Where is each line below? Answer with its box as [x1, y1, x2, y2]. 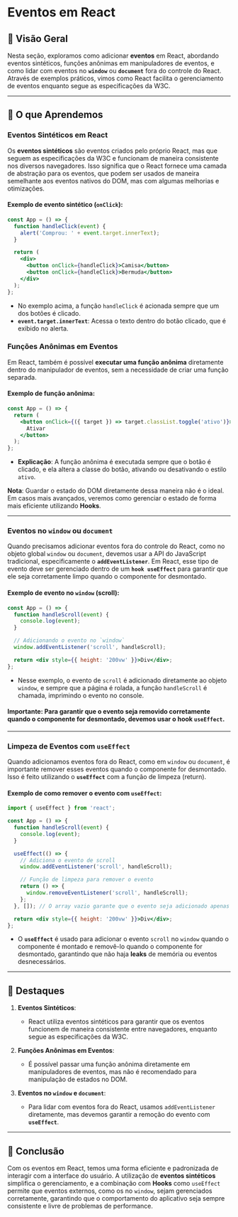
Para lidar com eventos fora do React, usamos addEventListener [28, 1103, 216, 1111]
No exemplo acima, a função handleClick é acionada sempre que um [17, 301, 220, 310]
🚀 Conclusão [7, 1145, 65, 1157]
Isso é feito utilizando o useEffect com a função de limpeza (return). [7, 773, 207, 781]
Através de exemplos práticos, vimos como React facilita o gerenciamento [7, 74, 224, 82]
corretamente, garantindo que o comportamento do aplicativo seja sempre [7, 1194, 225, 1203]
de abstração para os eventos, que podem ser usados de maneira [7, 168, 200, 178]
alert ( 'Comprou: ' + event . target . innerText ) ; [20, 229, 160, 237]
